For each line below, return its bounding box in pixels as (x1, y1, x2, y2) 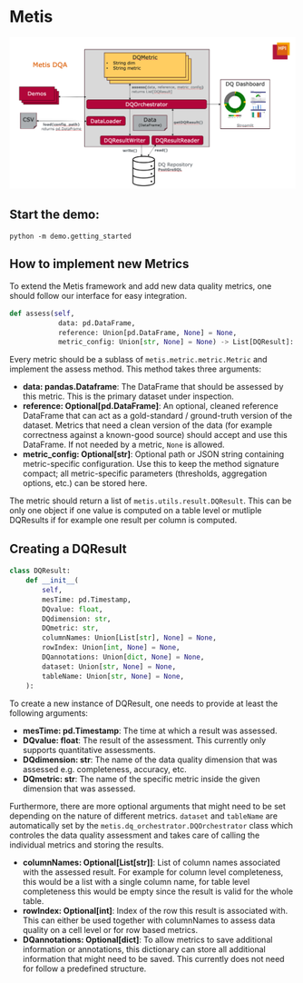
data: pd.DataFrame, (57, 318, 136, 328)
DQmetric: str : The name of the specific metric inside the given (22, 773, 260, 784)
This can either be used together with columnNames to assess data (22, 915, 276, 926)
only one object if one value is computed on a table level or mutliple (9, 505, 262, 516)
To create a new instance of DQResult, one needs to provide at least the (9, 698, 279, 709)
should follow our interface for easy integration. (9, 290, 188, 301)
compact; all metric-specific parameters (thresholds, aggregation (22, 468, 268, 479)
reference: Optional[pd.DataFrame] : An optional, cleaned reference (22, 401, 279, 412)
